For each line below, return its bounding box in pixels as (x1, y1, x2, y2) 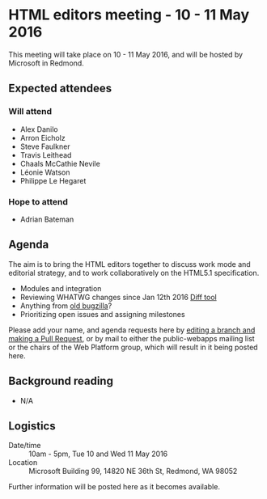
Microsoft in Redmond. (8, 58, 85, 68)
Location (8, 458, 38, 467)
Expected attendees (8, 82, 112, 95)
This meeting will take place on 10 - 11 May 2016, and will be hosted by (8, 49, 244, 59)
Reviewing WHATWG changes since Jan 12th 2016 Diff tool (19, 292, 217, 302)
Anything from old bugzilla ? (19, 301, 112, 311)
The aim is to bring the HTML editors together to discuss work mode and (8, 259, 251, 269)
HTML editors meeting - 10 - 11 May (8, 6, 249, 24)
